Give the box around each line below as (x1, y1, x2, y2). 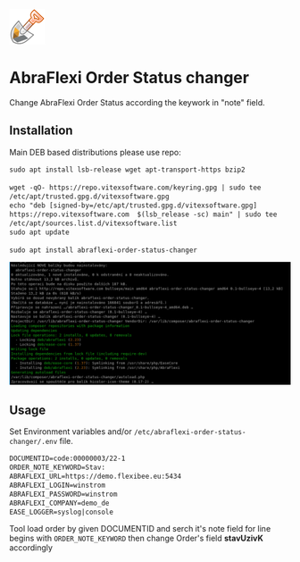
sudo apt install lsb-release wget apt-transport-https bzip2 (9, 165, 246, 174)
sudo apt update (9, 228, 70, 237)
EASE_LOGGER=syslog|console (9, 507, 114, 517)
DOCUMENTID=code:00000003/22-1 (9, 454, 126, 464)
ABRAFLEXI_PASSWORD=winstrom (9, 490, 118, 499)
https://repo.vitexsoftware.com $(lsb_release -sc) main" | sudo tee (9, 210, 278, 219)
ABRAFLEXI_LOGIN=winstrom (9, 481, 105, 491)
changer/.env (9, 438, 58, 447)
